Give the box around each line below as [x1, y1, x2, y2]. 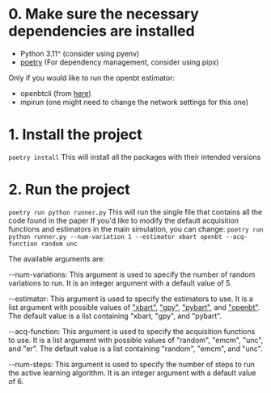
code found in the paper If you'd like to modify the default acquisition [8, 215, 239, 225]
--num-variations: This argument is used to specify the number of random [8, 270, 256, 279]
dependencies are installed [8, 22, 196, 40]
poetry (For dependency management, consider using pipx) [19, 57, 219, 67]
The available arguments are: [8, 253, 105, 263]
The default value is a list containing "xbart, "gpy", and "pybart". [8, 311, 222, 320]
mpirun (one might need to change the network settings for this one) [19, 97, 249, 107]
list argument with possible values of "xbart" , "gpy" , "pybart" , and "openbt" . [8, 302, 260, 311]
